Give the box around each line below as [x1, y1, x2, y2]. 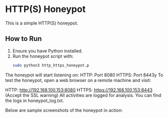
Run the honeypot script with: [12, 53, 74, 59]
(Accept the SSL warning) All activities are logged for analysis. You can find [5, 92, 161, 98]
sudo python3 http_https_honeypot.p [12, 62, 89, 68]
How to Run [5, 34, 42, 43]
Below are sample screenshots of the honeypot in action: [5, 107, 123, 113]
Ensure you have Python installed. [12, 47, 83, 53]
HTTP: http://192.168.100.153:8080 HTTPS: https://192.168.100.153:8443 [5, 86, 153, 93]
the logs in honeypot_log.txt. [5, 97, 64, 103]
